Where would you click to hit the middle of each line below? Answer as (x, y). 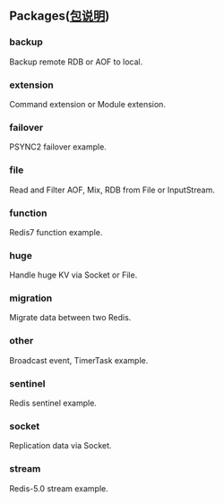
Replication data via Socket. (60, 446)
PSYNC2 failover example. (58, 147)
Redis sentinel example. (53, 403)
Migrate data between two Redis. (70, 318)
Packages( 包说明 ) (60, 16)
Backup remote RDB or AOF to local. (76, 62)
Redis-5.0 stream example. (59, 488)
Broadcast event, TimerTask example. (79, 360)
